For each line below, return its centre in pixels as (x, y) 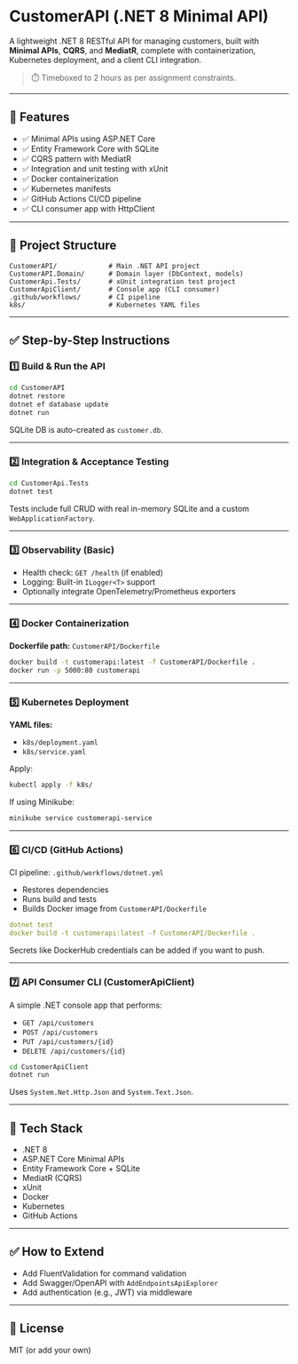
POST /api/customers (60, 1033)
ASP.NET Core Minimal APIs (73, 1159)
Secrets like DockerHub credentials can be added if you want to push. (137, 950)
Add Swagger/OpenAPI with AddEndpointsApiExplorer (120, 1282)
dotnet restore (37, 396)
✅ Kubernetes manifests (67, 188)
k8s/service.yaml (54, 753)
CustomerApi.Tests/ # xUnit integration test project (123, 282)
